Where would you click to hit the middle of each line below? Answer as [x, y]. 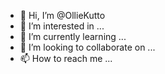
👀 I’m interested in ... [62, 26]
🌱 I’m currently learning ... [73, 36]
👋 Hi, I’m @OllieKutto [62, 15]
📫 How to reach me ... [66, 58]
